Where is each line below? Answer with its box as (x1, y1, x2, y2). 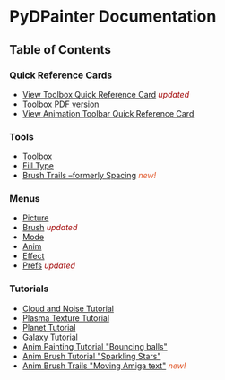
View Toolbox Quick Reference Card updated (22, 89, 190, 99)
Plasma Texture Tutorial (22, 312, 110, 324)
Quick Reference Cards (9, 69, 113, 82)
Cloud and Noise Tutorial (22, 303, 115, 314)
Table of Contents (9, 42, 112, 57)
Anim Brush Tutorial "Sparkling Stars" (22, 350, 161, 361)
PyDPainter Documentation (9, 6, 217, 27)
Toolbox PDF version (22, 99, 100, 109)
